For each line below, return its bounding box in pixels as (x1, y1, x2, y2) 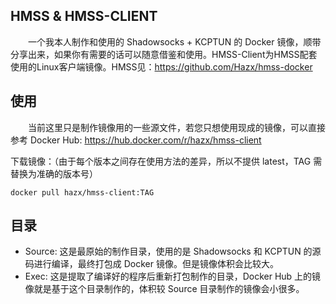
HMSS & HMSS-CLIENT (10, 8, 158, 25)
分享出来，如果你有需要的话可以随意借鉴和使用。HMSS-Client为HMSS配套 (10, 48, 318, 60)
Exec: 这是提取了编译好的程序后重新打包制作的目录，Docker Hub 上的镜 (24, 270, 322, 283)
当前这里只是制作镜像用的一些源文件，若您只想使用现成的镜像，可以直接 (27, 121, 326, 133)
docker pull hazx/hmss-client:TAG (10, 187, 155, 198)
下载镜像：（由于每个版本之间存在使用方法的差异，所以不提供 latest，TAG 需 (10, 155, 323, 167)
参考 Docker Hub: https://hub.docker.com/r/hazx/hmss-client (10, 134, 262, 146)
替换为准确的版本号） (10, 167, 98, 179)
